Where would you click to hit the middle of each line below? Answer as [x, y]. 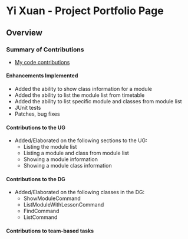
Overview [24, 33]
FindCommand [41, 211]
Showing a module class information [67, 166]
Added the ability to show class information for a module [83, 89]
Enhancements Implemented [42, 76]
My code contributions [42, 62]
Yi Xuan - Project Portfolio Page [85, 11]
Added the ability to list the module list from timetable [80, 95]
